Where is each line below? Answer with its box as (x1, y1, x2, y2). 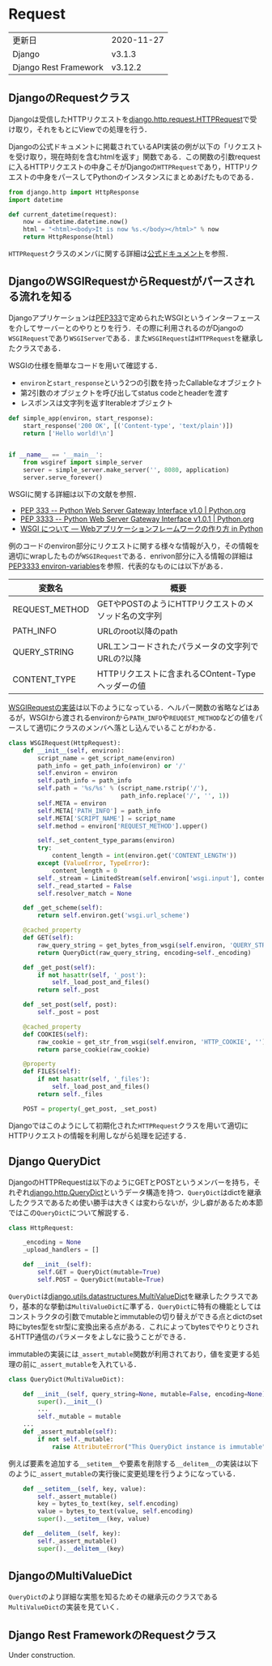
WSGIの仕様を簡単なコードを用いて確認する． (8, 360, 162, 370)
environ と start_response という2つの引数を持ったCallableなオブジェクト (19, 378, 263, 388)
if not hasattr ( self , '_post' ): (37, 970, 147, 979)
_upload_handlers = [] (23, 1246, 100, 1254)
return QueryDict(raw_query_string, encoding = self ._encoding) (37, 949, 252, 957)
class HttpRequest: (8, 1223, 74, 1232)
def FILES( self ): (23, 1068, 82, 1076)
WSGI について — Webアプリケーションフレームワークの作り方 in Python (19, 524, 263, 533)
